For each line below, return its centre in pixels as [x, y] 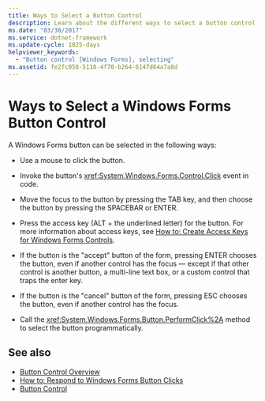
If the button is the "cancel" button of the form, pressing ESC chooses [133, 295]
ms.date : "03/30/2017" [45, 30]
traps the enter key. [51, 280]
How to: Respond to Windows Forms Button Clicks [101, 380]
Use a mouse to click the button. [72, 160]
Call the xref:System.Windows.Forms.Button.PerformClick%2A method [135, 319]
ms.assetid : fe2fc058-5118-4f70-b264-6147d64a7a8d [93, 67]
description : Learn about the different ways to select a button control [132, 23]
